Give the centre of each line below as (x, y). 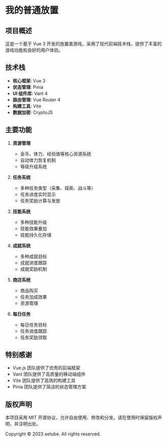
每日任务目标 (33, 325)
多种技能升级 (33, 222)
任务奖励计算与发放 (40, 200)
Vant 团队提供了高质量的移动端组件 (49, 374)
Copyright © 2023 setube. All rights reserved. (53, 434)
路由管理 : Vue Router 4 (36, 100)
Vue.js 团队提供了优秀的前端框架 (46, 368)
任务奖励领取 (33, 337)
